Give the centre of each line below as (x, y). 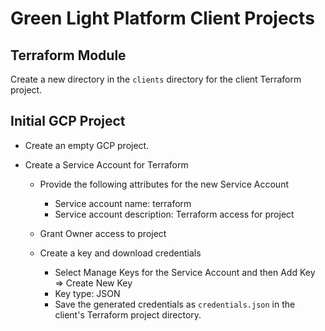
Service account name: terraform (123, 203)
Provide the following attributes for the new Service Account (164, 184)
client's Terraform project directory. (128, 314)
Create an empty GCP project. (87, 145)
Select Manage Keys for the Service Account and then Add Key (185, 272)
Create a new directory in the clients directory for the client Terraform (156, 79)
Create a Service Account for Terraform (106, 164)
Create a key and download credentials (120, 253)
